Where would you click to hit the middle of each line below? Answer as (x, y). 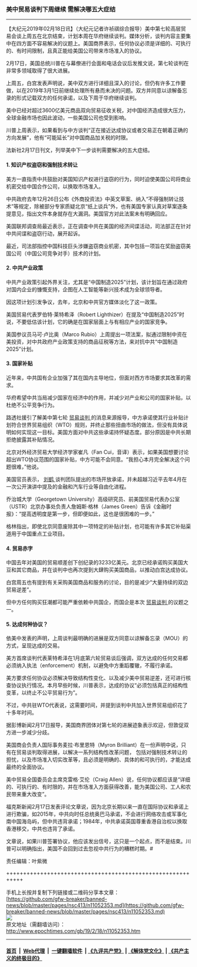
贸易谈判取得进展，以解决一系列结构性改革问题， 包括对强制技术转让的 (102, 752)
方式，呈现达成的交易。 (34, 646)
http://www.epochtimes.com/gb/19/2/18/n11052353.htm (73, 931)
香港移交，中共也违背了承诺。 (42, 829)
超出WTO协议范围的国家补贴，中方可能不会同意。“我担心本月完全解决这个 (96, 459)
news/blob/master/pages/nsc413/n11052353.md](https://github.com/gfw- (95, 905)
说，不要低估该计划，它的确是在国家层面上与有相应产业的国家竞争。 (88, 321)
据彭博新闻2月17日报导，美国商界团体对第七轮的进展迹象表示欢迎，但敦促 (95, 725)
